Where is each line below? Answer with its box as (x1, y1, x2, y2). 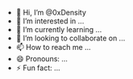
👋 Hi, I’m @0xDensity (15, 8, 87, 17)
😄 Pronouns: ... (15, 54, 69, 64)
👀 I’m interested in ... (15, 16, 85, 26)
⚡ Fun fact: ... (15, 63, 60, 73)
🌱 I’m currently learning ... (15, 25, 102, 34)
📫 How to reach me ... (15, 43, 91, 52)
